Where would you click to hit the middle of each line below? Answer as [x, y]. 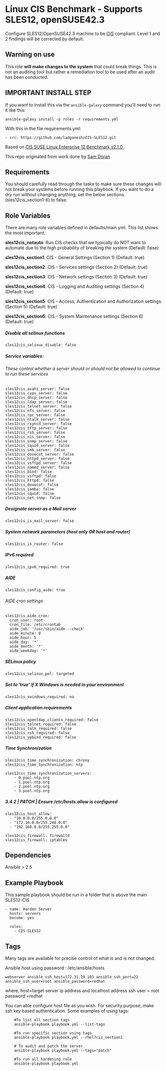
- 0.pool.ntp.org [32, 778]
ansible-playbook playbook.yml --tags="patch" [63, 1051]
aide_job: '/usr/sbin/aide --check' [47, 629]
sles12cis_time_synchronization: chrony [48, 760]
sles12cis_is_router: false [34, 544]
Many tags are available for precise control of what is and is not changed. [80, 958]
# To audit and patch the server [49, 1046]
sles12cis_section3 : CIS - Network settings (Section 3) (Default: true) [76, 277]
